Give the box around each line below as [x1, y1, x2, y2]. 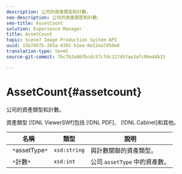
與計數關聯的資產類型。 [90, 146, 157, 155]
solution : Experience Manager [6, 25, 83, 32]
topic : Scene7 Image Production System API [6, 37, 118, 43]
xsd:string [53, 146, 85, 153]
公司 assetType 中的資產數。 [90, 158, 171, 166]
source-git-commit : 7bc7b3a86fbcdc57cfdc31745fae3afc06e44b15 [6, 54, 166, 60]
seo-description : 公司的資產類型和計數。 [6, 14, 102, 21]
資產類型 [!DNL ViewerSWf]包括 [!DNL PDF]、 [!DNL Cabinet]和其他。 [6, 118, 179, 126]
